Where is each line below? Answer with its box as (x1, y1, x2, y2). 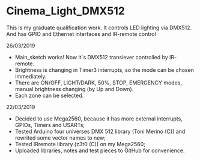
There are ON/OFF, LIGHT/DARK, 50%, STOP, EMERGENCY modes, (14, 79, 182, 86)
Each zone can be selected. (14, 92, 84, 99)
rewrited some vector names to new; (14, 134, 106, 141)
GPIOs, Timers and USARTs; (14, 121, 85, 128)
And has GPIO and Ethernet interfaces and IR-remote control (6, 30, 156, 37)
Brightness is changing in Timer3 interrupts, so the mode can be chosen (14, 66, 194, 73)
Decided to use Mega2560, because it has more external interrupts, (14, 115, 183, 122)
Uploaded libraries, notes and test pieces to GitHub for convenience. (14, 147, 185, 154)
